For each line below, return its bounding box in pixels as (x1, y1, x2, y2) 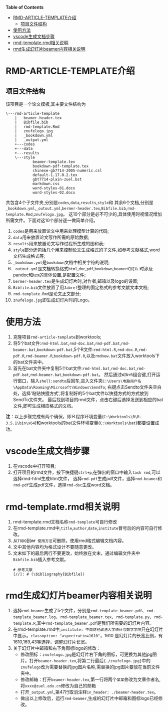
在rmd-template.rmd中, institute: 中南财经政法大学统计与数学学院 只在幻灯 (12, 626, 159, 632)
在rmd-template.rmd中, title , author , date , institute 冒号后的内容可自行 (12, 525, 158, 531)
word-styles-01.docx (32, 186, 75, 191)
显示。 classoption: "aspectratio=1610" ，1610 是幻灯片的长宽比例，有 (17, 632, 163, 638)
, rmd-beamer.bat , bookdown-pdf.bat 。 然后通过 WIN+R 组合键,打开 (28, 371, 156, 378)
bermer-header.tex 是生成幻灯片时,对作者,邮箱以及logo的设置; (12, 278, 139, 284)
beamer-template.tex (32, 159, 75, 164)
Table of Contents (5, 5, 44, 10)
